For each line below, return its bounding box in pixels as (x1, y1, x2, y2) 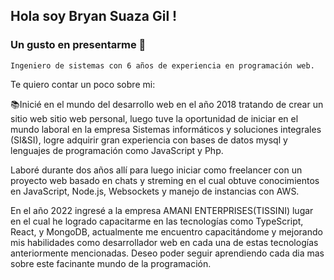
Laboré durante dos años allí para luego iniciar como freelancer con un (10, 164, 303, 176)
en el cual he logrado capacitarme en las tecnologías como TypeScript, (10, 215, 304, 227)
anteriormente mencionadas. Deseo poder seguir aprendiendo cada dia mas (10, 247, 325, 259)
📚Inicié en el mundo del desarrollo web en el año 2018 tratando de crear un (10, 98, 324, 110)
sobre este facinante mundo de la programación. (10, 257, 212, 269)
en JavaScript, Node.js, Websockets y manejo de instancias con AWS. (10, 185, 300, 197)
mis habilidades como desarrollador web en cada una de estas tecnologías (10, 236, 319, 248)
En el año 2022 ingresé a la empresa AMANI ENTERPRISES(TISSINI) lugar (10, 204, 314, 216)
